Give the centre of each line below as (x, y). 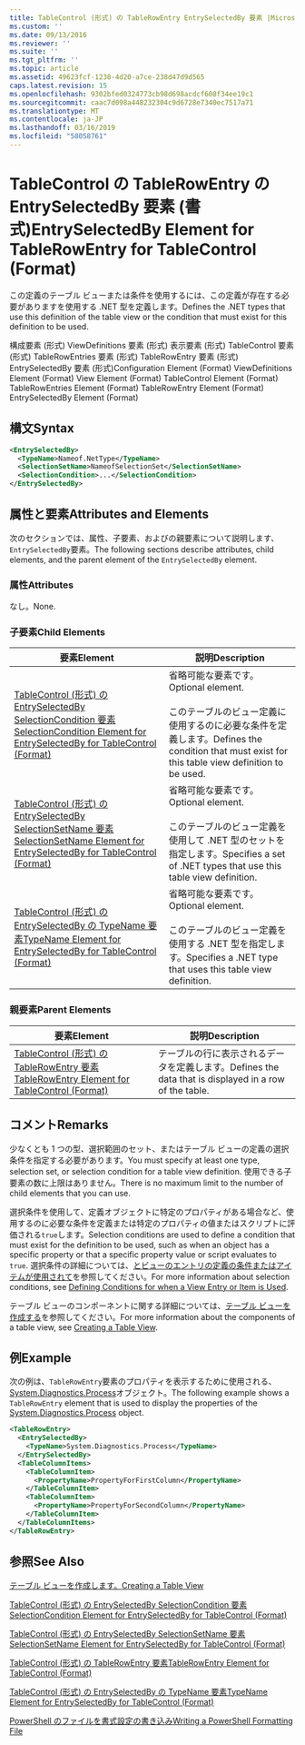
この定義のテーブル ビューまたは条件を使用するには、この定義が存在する (146, 295)
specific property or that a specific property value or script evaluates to (143, 1254)
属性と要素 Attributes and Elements (109, 514)
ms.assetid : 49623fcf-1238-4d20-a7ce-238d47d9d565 (107, 77)
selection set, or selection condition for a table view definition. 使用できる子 (151, 1171)
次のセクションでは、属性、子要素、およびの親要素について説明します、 (144, 538)
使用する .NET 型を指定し (222, 944)
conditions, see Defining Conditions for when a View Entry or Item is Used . (149, 1286)
